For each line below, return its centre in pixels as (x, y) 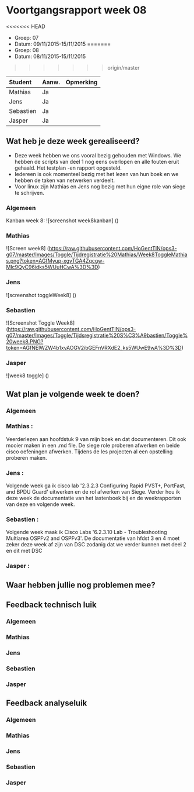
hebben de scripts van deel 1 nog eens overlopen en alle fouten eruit (97, 161)
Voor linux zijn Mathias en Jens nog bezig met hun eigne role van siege (100, 186)
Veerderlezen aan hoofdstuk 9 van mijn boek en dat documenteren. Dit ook (96, 439)
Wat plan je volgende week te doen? (73, 394)
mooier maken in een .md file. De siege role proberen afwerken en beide (93, 445)
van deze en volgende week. (40, 504)
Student (20, 82)
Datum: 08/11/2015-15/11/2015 (50, 56)
